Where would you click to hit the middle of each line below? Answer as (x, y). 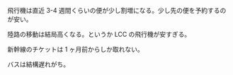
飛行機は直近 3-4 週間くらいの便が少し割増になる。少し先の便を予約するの (117, 10)
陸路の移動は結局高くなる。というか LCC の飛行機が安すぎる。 (99, 34)
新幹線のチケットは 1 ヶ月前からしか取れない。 (75, 49)
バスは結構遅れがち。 (38, 64)
